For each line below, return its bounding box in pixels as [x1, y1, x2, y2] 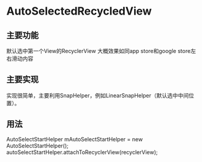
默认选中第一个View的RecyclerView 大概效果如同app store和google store [6, 48, 191, 54]
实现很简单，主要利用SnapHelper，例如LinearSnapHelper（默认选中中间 [6, 91, 189, 99]
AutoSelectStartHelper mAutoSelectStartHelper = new [6, 135, 143, 143]
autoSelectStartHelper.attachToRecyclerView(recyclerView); [6, 148, 158, 156]
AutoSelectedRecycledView [6, 4, 152, 18]
